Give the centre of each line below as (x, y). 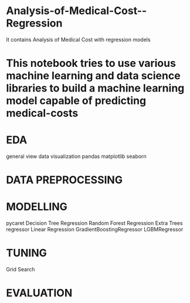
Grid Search (21, 270)
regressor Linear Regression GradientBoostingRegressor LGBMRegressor (95, 230)
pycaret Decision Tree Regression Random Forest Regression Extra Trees (94, 223)
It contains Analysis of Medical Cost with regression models (78, 39)
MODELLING (37, 207)
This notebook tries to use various (91, 63)
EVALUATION (39, 293)
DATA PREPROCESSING (65, 180)
